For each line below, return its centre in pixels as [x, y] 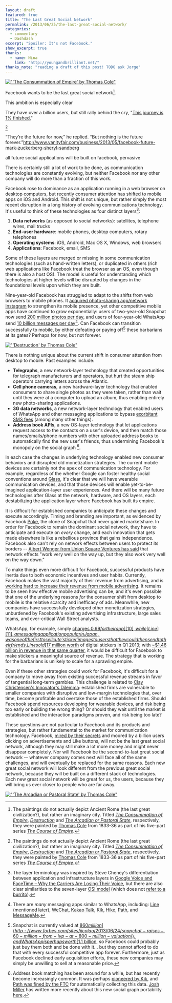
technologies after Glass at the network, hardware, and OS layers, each [81, 496]
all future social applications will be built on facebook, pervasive [73, 157]
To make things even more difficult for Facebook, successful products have [85, 570]
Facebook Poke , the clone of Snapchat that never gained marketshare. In [82, 522]
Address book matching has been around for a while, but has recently [86, 973]
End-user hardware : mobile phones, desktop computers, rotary [80, 232]
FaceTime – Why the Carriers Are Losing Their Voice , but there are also [88, 884]
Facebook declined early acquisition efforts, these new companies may [88, 958]
